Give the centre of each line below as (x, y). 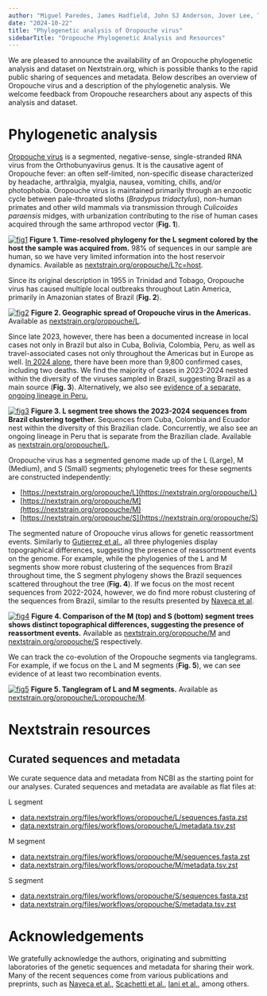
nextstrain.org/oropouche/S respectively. (75, 641)
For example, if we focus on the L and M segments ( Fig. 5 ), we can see (124, 665)
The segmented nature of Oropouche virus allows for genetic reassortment (131, 533)
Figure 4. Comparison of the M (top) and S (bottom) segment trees (143, 616)
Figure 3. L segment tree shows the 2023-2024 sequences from (139, 411)
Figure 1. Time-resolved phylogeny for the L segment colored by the (143, 240)
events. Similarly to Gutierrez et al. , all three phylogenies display (113, 542)
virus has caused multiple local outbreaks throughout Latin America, (120, 289)
